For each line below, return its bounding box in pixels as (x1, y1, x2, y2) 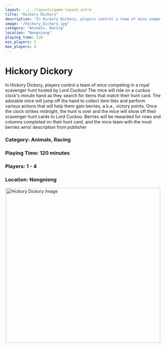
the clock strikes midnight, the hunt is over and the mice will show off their (5, 108, 157, 114)
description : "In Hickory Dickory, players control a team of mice (5, 16, 147, 21)
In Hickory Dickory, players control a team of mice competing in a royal (5, 82, 150, 88)
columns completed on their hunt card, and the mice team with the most (5, 118, 152, 124)
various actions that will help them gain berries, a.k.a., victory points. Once (5, 103, 157, 109)
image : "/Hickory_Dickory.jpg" (5, 21, 70, 26)
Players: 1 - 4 (5, 163, 37, 170)
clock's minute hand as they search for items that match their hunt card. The (5, 92, 161, 98)
